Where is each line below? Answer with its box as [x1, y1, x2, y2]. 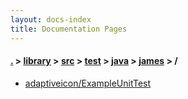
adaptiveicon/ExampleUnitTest [24, 77, 152, 89]
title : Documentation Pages [10, 24, 128, 34]
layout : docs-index [10, 14, 92, 25]
